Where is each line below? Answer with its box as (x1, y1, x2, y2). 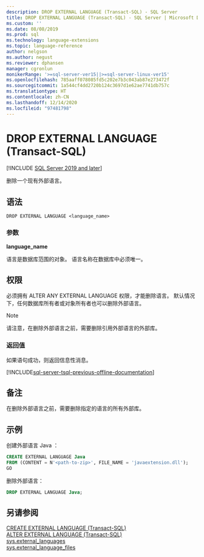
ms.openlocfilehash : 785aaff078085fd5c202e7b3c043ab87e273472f (6, 77, 170, 83)
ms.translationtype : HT (6, 88, 67, 94)
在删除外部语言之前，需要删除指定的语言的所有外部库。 (6, 405, 144, 412)
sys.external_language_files (6, 544, 76, 551)
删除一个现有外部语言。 (6, 177, 65, 185)
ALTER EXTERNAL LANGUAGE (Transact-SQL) (6, 531, 123, 538)
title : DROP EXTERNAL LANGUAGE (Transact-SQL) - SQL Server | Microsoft (6, 15, 194, 21)
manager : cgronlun (6, 65, 53, 72)
